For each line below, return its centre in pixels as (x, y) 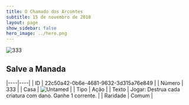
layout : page (22, 22)
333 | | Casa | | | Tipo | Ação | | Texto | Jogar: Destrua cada (93, 89)
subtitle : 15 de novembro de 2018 (49, 17)
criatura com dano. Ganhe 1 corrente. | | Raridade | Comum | (80, 96)
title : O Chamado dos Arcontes (45, 12)
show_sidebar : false (32, 28)
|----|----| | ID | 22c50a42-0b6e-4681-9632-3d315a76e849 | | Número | (95, 83)
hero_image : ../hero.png (37, 34)
